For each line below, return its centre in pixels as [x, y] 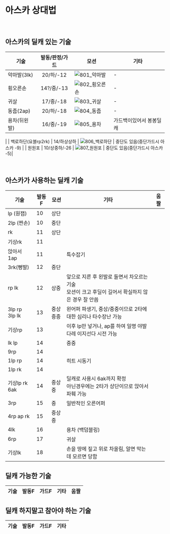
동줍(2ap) [19, 111]
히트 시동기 [79, 361]
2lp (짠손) [19, 223]
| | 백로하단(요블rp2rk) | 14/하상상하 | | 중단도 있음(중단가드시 [82, 141]
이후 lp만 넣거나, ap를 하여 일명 [101, 326]
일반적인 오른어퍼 [86, 403]
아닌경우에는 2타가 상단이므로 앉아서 [108, 386]
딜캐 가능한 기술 [28, 476]
